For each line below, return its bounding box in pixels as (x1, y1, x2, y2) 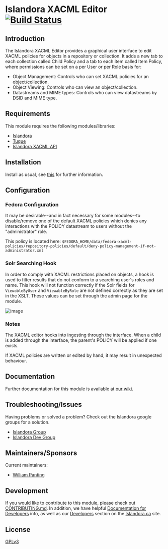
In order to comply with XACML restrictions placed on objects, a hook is (5, 271, 154, 277)
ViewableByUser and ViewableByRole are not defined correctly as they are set (5, 287, 163, 293)
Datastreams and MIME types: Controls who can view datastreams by (12, 90, 157, 95)
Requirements (5, 109, 50, 118)
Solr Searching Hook (5, 260, 57, 267)
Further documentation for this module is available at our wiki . (5, 386, 133, 392)
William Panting (12, 472, 45, 478)
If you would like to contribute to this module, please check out (5, 500, 136, 506)
